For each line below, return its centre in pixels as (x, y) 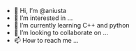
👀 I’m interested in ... (43, 18)
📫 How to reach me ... (46, 40)
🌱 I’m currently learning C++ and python (72, 25)
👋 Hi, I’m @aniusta (40, 11)
